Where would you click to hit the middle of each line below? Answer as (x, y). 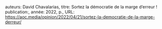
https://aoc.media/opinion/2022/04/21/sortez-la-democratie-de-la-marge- (80, 17)
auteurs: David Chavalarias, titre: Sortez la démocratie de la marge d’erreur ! (81, 7)
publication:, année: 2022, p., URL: (40, 12)
